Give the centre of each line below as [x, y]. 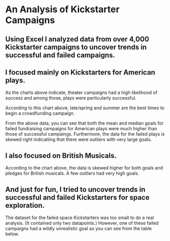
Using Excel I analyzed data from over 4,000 [77, 39]
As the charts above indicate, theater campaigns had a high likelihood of [81, 92]
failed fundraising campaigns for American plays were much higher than [81, 129]
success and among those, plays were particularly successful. [71, 98]
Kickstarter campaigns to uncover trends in [76, 47]
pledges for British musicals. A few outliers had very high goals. [72, 173]
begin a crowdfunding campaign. [40, 113]
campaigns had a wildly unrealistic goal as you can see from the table [79, 229]
